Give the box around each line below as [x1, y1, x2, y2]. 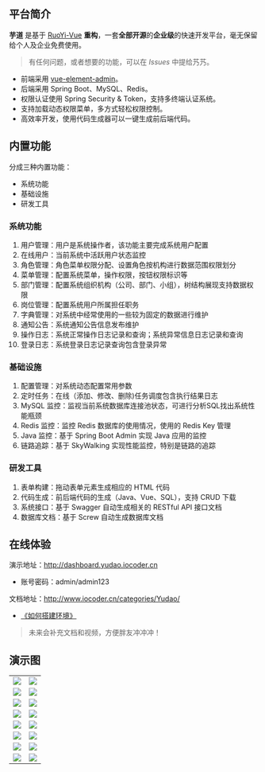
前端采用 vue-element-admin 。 [20, 74, 122, 84]
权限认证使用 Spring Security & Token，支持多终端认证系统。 [20, 94, 221, 103]
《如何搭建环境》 [20, 611, 77, 621]
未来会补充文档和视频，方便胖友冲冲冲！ [28, 628, 161, 637]
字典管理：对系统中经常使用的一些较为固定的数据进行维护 [20, 310, 209, 319]
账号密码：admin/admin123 [20, 577, 109, 587]
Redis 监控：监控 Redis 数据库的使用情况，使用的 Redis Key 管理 [20, 421, 231, 431]
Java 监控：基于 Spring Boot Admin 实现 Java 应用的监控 [20, 431, 207, 440]
